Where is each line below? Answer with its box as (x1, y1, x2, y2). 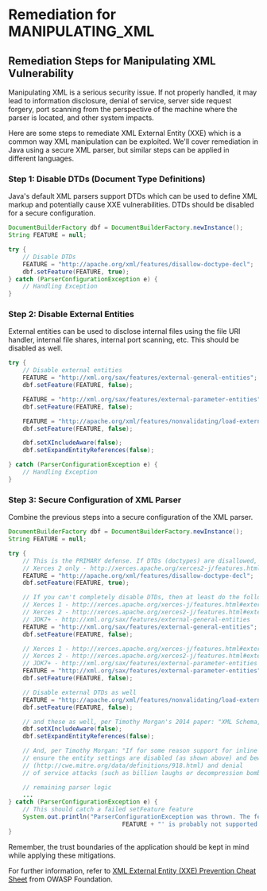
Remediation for (8, 6, 117, 24)
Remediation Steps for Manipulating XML (8, 54, 216, 68)
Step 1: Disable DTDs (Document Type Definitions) (8, 173, 206, 184)
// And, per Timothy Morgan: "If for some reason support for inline (22, 747, 258, 755)
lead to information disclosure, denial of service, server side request (8, 96, 232, 105)
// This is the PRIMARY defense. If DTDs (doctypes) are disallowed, (22, 556, 258, 565)
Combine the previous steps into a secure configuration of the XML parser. (8, 513, 253, 522)
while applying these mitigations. (8, 850, 116, 860)
